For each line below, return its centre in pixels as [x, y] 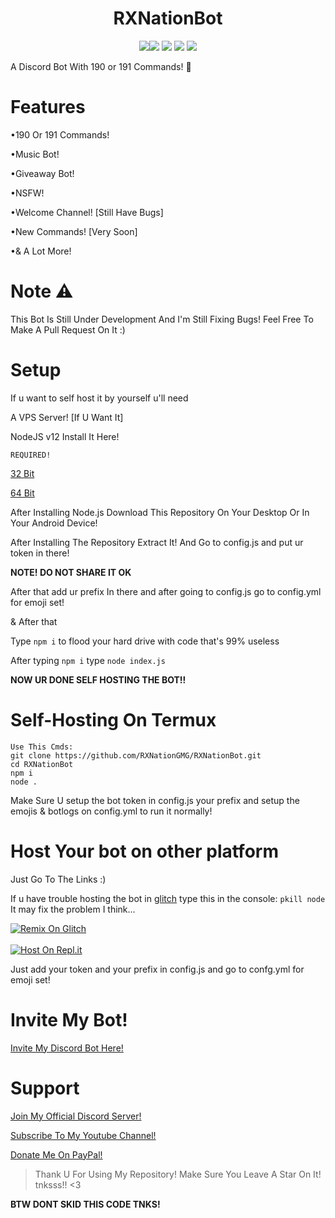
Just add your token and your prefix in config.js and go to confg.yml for [157, 969]
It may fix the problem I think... [73, 909]
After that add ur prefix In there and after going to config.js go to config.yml [166, 591]
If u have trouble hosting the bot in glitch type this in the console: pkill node [168, 898]
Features [48, 107]
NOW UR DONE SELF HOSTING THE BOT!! [98, 679]
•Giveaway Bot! [42, 173]
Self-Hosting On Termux [113, 719]
